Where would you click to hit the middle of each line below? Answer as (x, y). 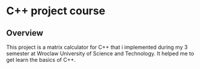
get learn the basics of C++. (41, 60)
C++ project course (56, 11)
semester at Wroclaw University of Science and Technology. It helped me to (100, 54)
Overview (25, 33)
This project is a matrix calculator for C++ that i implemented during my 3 (97, 47)
